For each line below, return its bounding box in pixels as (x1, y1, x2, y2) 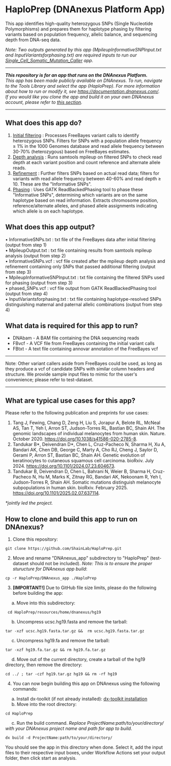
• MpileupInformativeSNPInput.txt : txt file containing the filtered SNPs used (5, 274, 165, 280)
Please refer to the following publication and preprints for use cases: (5, 410, 149, 416)
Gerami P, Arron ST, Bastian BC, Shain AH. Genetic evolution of (12, 452, 145, 458)
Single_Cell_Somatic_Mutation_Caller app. (5, 57, 94, 63)
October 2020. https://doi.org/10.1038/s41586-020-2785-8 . (12, 436, 137, 442)
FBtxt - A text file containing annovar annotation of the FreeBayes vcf (12, 346, 158, 352)
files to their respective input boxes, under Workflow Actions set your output (5, 750, 165, 755)
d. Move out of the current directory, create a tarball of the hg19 (11, 656, 146, 662)
